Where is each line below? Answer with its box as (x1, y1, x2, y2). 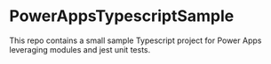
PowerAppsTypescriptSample (9, 6, 235, 26)
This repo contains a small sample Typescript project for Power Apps (9, 35, 262, 46)
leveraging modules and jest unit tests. (9, 44, 151, 54)
